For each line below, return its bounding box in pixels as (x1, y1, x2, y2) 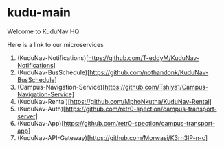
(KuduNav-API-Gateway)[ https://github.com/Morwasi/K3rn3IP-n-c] (16, 133, 208, 141)
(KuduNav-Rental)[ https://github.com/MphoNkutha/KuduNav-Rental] (16, 97, 212, 105)
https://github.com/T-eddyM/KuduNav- (88, 53, 200, 62)
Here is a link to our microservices (7, 40, 104, 49)
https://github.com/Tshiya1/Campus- (104, 83, 208, 91)
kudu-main (7, 5, 71, 21)
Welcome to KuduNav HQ (7, 27, 80, 36)
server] (16, 111, 38, 120)
